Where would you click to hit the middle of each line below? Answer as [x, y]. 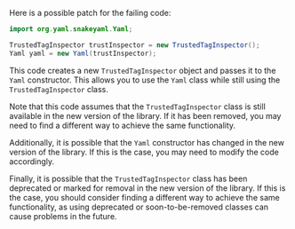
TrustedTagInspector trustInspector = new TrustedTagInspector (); [135, 45]
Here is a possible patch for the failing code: [90, 13]
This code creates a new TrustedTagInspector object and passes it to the [143, 70]
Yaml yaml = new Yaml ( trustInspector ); [83, 53]
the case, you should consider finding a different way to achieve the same [144, 197]
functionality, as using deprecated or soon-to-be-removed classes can [139, 207]
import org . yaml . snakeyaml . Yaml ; [71, 29]
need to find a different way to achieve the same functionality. [123, 125]
